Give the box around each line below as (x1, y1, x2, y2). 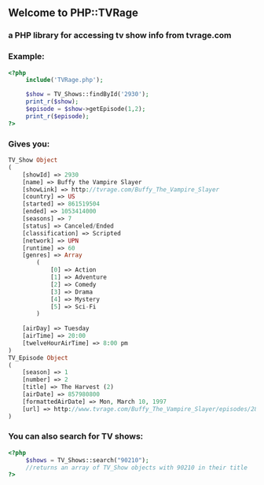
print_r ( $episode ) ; (25, 112, 90, 120)
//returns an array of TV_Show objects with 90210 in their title (25, 464, 247, 472)
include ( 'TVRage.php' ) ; (25, 76, 104, 84)
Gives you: (8, 138, 50, 149)
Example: (8, 51, 45, 62)
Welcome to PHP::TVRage (8, 6, 139, 20)
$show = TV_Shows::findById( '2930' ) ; (25, 91, 149, 98)
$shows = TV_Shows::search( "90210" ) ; (25, 456, 149, 464)
